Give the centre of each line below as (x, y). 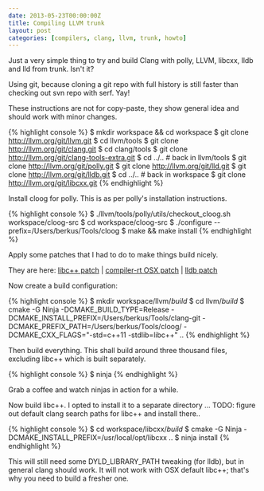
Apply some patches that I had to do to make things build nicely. (113, 255)
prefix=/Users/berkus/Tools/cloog (64, 231)
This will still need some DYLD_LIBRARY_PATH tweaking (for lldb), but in (126, 462)
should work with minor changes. (63, 117)
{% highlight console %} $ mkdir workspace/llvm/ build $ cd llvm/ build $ (126, 301)
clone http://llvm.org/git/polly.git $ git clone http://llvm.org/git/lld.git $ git (127, 166)
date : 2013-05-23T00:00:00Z (55, 16)
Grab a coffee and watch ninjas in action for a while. (93, 390)
